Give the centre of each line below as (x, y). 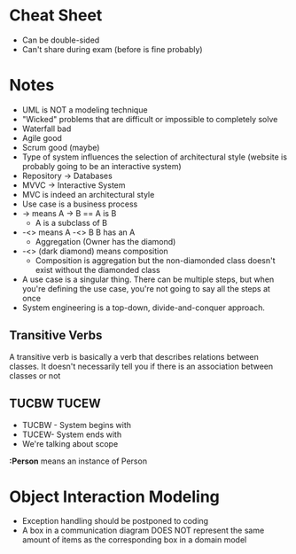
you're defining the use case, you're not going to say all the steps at (146, 288)
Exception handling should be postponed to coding (115, 521)
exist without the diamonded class (98, 269)
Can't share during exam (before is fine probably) (112, 49)
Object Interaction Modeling (114, 496)
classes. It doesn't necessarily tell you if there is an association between (141, 366)
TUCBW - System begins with (76, 425)
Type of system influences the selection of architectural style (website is (155, 157)
